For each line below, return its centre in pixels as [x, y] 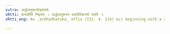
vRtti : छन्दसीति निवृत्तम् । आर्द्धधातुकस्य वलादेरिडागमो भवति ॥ [54, 14]
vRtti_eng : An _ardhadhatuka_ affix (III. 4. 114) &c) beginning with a [83, 19]
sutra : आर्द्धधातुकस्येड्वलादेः [27, 10]
